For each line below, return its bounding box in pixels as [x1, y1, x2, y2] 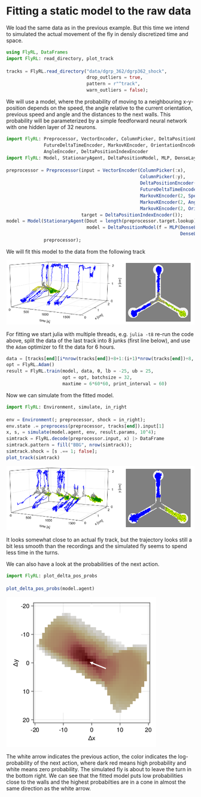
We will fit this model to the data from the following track [6, 248, 145, 255]
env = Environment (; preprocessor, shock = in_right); [6, 417, 146, 423]
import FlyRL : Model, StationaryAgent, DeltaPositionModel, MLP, [6, 155, 172, 161]
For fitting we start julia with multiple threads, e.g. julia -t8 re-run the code [6, 330, 194, 337]
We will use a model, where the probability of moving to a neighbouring [6, 98, 182, 106]
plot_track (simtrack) [6, 454, 60, 460]
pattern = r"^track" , [86, 81, 141, 87]
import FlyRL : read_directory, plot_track [6, 55, 114, 61]
